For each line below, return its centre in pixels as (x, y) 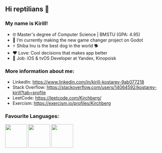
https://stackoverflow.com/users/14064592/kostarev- (102, 87)
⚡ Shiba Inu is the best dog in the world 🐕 (55, 45)
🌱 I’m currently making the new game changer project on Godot (78, 40)
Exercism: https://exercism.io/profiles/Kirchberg (62, 103)
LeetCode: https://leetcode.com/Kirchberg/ (57, 97)
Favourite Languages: (32, 116)
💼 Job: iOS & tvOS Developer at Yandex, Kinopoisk (64, 58)
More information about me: (40, 71)
